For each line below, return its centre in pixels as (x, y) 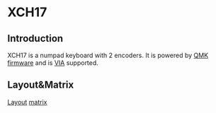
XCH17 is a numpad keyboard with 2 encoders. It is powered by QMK (108, 55)
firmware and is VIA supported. (53, 63)
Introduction (35, 38)
